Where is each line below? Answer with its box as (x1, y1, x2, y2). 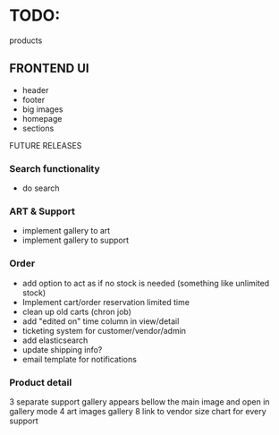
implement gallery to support (21, 235, 130, 246)
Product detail (9, 376, 72, 388)
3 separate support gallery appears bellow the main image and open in (9, 396, 270, 407)
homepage (21, 113, 63, 124)
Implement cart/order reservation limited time (21, 296, 190, 307)
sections (21, 123, 55, 133)
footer (21, 94, 46, 105)
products (9, 35, 43, 46)
